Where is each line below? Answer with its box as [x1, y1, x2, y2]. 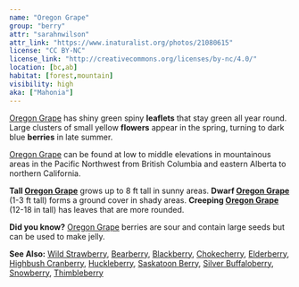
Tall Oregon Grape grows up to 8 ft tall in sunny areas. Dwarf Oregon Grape [9, 185, 290, 196]
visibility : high [9, 80, 74, 89]
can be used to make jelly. [9, 231, 105, 241]
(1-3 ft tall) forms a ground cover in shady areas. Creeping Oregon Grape [9, 194, 279, 206]
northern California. [9, 167, 81, 179]
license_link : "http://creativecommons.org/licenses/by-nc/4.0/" [9, 55, 257, 63]
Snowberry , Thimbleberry [9, 267, 104, 278]
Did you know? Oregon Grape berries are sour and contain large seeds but [9, 221, 286, 232]
